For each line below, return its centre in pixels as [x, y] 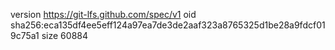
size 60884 [64, 35]
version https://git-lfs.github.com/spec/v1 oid [103, 14]
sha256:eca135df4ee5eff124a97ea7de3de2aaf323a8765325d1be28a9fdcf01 [168, 25]
